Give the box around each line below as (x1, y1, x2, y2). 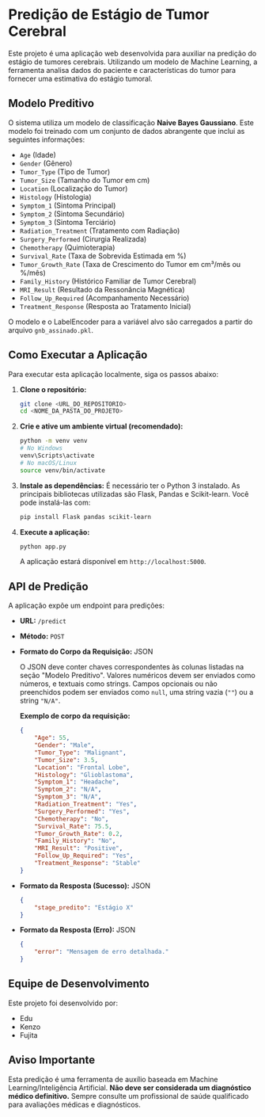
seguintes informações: (8, 135, 85, 144)
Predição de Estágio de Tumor (8, 6, 210, 24)
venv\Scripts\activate (19, 452, 95, 460)
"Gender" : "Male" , (34, 741, 95, 749)
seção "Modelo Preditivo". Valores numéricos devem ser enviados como (19, 671, 256, 680)
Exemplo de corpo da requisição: (19, 711, 131, 721)
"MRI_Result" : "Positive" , (34, 844, 123, 852)
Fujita (19, 1030, 38, 1039)
